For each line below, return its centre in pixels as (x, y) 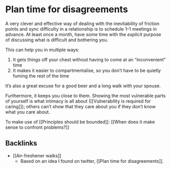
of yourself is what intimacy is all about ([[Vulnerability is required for (78, 101)
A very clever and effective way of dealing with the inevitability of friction (82, 23)
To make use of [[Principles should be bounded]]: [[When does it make (80, 122)
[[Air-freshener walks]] (37, 155)
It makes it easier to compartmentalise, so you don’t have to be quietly (87, 70)
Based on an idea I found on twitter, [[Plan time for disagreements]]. (92, 161)
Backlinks (21, 143)
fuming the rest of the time (41, 76)
